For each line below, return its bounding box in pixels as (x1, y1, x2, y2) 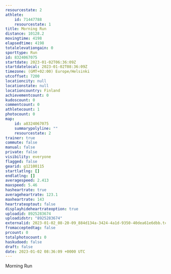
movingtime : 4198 (5, 36, 42, 41)
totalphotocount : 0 (5, 235, 47, 240)
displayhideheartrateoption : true (5, 206, 79, 211)
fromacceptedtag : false (5, 225, 56, 231)
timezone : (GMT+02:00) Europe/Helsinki (5, 69, 90, 74)
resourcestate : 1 (14, 21, 51, 27)
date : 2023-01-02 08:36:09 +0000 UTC (5, 249, 85, 254)
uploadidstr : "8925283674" (5, 216, 63, 221)
